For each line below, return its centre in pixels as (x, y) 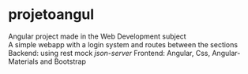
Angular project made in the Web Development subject (98, 36)
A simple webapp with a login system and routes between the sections (123, 44)
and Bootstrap (63, 61)
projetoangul (51, 15)
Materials (23, 61)
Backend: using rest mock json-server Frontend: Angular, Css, (109, 53)
